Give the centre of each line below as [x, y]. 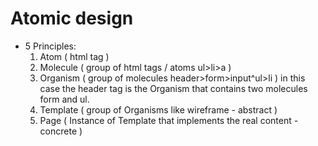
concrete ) [61, 131]
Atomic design [72, 18]
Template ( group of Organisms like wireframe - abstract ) [158, 109]
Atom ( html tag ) [74, 56]
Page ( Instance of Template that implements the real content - [169, 120]
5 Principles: [50, 46]
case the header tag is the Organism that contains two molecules [173, 88]
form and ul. [64, 99]
